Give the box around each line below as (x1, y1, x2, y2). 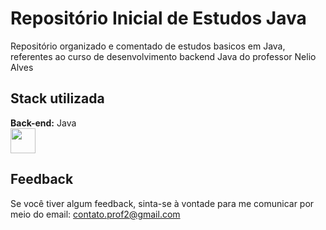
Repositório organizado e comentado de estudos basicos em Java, (10, 40, 286, 52)
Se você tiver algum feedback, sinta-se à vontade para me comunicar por (10, 197, 315, 209)
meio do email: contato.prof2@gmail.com (10, 208, 181, 220)
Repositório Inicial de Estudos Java (10, 7, 307, 30)
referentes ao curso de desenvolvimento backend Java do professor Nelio (10, 50, 317, 62)
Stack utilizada (10, 90, 105, 107)
